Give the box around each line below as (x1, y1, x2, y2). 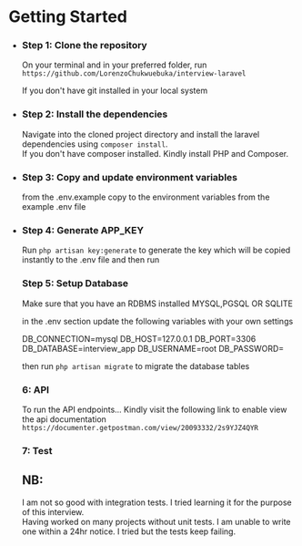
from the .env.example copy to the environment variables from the (21, 191, 270, 202)
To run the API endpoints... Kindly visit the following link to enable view (21, 404, 287, 415)
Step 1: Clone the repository (21, 39, 147, 52)
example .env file (21, 201, 86, 212)
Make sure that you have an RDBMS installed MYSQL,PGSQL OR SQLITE (21, 298, 293, 309)
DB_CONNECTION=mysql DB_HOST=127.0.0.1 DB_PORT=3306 (21, 333, 257, 344)
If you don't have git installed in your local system (21, 85, 208, 97)
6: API (21, 383, 50, 396)
